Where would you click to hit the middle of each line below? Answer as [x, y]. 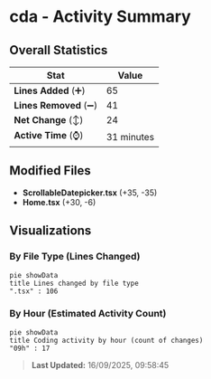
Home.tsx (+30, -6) [59, 202]
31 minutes [130, 137]
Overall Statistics [59, 50]
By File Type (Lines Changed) [75, 257]
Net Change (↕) [49, 120]
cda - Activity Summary [100, 17]
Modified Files [50, 171]
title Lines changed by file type [74, 283]
